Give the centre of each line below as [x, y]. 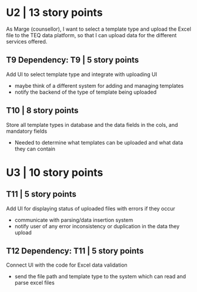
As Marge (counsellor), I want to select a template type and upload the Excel [98, 29]
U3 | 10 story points [55, 173]
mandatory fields [27, 131]
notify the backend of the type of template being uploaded [86, 92]
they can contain [35, 149]
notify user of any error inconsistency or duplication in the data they [97, 226]
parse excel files [34, 283]
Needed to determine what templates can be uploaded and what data [99, 142]
